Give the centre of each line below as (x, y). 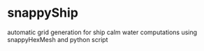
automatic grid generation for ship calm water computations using (102, 32)
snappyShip (43, 13)
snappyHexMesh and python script (58, 39)
